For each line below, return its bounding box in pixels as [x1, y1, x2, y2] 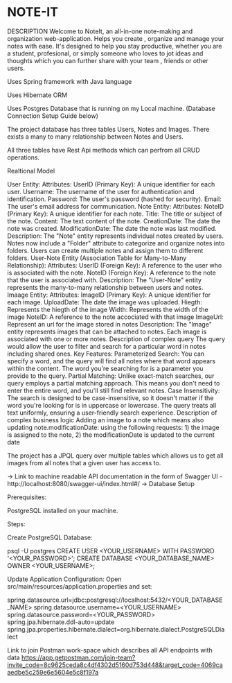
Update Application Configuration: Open [7, 575, 122, 583]
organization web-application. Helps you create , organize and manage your [7, 34, 224, 42]
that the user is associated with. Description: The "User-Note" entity [7, 275, 202, 284]
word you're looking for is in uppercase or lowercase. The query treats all [7, 401, 217, 409]
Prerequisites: [7, 493, 47, 501]
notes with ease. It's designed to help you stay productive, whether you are [7, 42, 222, 50]
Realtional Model [7, 166, 55, 175]
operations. [7, 153, 40, 162]
